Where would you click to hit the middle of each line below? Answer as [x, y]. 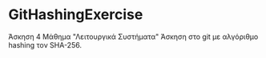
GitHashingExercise [76, 15]
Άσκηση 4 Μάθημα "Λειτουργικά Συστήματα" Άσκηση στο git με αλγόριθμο [133, 37]
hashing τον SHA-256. [45, 44]
